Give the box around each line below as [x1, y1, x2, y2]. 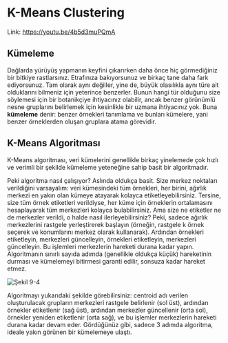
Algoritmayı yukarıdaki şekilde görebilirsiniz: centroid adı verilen [7, 291, 188, 300]
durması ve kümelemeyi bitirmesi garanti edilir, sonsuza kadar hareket [7, 257, 205, 265]
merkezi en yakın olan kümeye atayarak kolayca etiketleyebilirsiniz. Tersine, [7, 191, 222, 199]
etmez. [7, 264, 27, 273]
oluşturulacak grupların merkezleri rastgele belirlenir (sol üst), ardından [7, 298, 209, 306]
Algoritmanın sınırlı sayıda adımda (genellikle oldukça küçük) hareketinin [7, 250, 212, 258]
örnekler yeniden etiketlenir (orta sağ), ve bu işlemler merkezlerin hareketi [7, 313, 217, 322]
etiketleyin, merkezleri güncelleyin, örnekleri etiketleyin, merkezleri [7, 235, 196, 243]
